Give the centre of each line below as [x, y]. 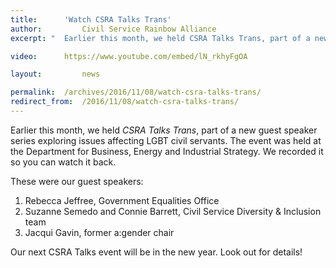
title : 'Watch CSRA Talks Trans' [91, 19]
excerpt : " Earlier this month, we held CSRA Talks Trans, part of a [160, 38]
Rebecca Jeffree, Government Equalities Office [122, 200]
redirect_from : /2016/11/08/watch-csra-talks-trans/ [125, 102]
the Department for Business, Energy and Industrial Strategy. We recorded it [167, 151]
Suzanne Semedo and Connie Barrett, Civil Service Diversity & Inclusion [173, 211]
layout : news [55, 74]
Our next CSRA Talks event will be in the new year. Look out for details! [156, 252]
